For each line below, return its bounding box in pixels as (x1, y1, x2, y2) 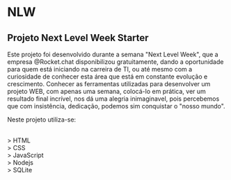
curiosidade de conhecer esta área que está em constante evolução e (7, 72, 208, 81)
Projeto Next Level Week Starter (7, 32, 149, 44)
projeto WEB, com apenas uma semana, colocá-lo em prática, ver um (7, 88, 207, 95)
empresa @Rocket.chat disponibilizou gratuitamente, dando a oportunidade (7, 58, 224, 66)
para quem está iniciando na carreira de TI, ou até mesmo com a (7, 65, 193, 73)
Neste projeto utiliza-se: (7, 115, 77, 124)
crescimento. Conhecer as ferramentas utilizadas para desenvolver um (7, 80, 211, 88)
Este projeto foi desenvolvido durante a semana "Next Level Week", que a (7, 50, 218, 58)
